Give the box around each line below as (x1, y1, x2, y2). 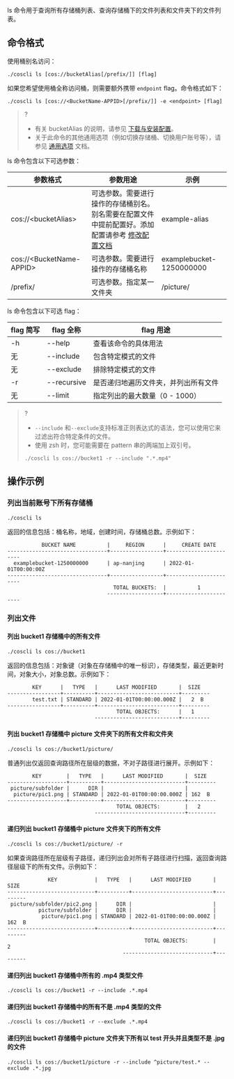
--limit (46, 390, 70, 400)
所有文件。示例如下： (37, 862, 99, 871)
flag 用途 (141, 325, 171, 334)
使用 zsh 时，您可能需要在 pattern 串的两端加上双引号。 (34, 441, 195, 449)
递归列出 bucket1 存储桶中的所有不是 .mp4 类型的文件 (7, 1002, 162, 1011)
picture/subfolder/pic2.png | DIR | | (10, 901, 217, 908)
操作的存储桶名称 (91, 264, 148, 274)
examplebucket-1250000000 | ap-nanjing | (13, 559, 167, 566)
